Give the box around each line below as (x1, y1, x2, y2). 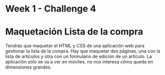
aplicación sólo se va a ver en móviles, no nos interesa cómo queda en (5, 59, 153, 65)
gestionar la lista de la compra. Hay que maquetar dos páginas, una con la (5, 48, 161, 54)
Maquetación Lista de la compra (5, 26, 143, 38)
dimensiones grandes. (5, 64, 52, 70)
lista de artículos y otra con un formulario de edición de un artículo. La (5, 53, 152, 59)
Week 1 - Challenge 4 (5, 3, 96, 15)
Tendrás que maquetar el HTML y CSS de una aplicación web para (5, 43, 145, 49)
